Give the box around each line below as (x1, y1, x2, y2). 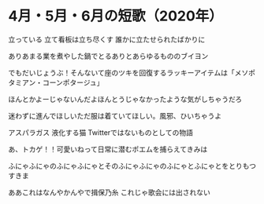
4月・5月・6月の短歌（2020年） (8, 7, 223, 25)
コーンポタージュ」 (42, 78, 104, 87)
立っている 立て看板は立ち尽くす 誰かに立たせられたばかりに (8, 35, 206, 44)
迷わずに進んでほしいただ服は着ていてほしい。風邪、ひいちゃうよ (8, 111, 222, 120)
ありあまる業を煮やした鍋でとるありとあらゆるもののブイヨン (8, 51, 209, 60)
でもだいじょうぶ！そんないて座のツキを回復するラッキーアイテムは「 (8, 67, 235, 77)
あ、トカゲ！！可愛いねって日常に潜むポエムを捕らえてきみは (8, 144, 208, 154)
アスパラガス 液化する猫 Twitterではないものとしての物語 (8, 127, 193, 137)
